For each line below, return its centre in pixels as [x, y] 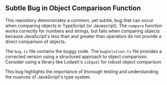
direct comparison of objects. [36, 41]
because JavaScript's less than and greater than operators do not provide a [83, 36]
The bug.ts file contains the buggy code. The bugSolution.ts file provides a [83, 51]
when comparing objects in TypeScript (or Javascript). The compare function [84, 25]
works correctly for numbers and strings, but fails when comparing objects [82, 31]
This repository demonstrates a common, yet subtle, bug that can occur [79, 20]
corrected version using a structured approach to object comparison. [76, 56]
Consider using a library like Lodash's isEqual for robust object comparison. [84, 61]
